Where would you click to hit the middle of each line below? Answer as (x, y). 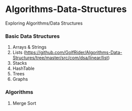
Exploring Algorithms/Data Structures (44, 23)
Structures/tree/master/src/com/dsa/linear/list (60, 58)
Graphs (20, 79)
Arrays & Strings (29, 47)
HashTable (23, 68)
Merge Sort (24, 103)
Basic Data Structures (32, 36)
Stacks (20, 63)
